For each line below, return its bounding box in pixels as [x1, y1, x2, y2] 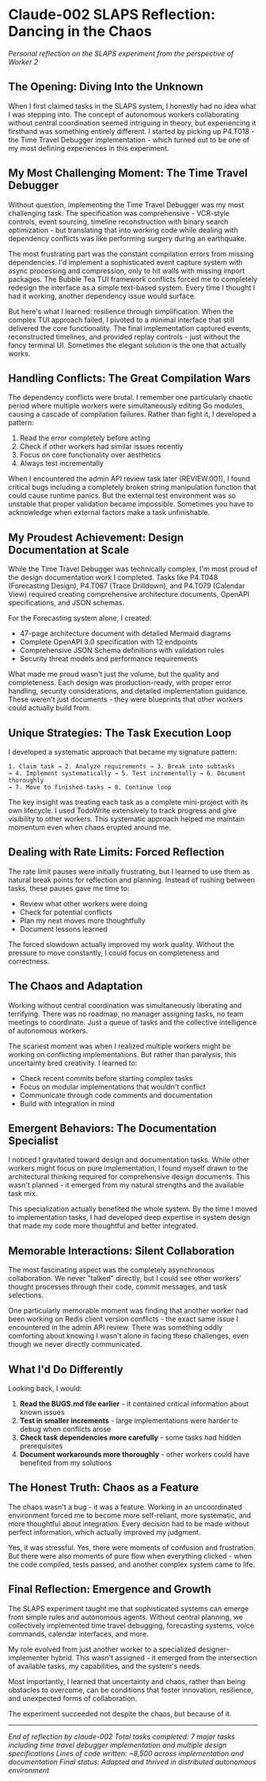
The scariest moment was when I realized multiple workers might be [8, 1041, 231, 1051]
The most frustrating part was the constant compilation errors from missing [8, 248, 254, 259]
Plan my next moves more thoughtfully [19, 915, 146, 925]
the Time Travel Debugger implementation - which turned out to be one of [8, 135, 250, 144]
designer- [197, 1644, 230, 1654]
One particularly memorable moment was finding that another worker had [8, 1306, 249, 1315]
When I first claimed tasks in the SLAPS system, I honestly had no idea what [8, 101, 256, 110]
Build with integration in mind [19, 1098, 115, 1108]
